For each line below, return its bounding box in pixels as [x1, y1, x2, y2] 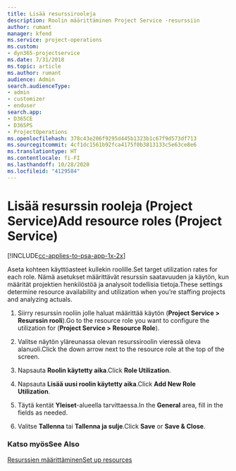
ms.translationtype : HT [7, 148, 77, 155]
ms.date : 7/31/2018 [7, 56, 65, 63]
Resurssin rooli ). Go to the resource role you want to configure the [17, 316, 210, 324]
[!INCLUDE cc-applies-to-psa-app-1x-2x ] [7, 251, 126, 259]
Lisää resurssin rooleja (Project [7, 198, 193, 214]
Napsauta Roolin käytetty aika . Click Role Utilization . [17, 366, 171, 374]
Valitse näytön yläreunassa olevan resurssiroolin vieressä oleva [17, 337, 201, 345]
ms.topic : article [7, 63, 61, 70]
